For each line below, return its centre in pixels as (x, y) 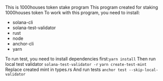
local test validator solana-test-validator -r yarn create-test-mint (76, 64)
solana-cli (23, 22)
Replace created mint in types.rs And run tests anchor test (66, 69)
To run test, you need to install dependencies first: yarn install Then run (80, 59)
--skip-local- (143, 70)
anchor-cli (23, 44)
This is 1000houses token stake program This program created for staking (82, 7)
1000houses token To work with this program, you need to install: (73, 13)
